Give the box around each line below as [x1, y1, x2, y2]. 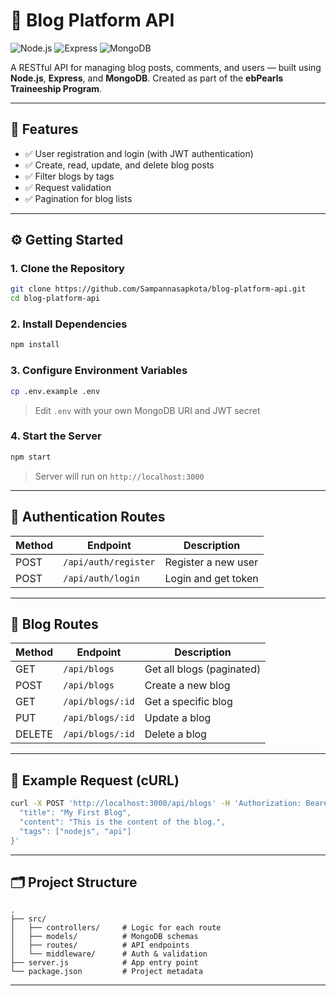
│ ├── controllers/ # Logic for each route [10, 923, 222, 933]
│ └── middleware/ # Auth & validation [10, 949, 208, 959]
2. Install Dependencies [10, 317, 128, 331]
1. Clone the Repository [10, 262, 125, 276]
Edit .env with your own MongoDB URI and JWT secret [34, 404, 261, 416]
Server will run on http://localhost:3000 [34, 470, 205, 482]
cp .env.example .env [10, 386, 101, 396]
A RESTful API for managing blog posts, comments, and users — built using [10, 61, 322, 73]
